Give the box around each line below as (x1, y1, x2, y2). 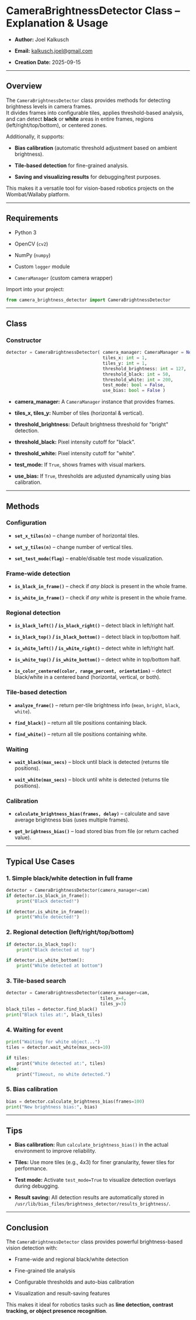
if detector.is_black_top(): (6, 942, 77, 947)
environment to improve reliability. (14, 1147, 96, 1155)
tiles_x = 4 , (100, 995, 127, 1001)
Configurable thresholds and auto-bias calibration (14, 1278, 135, 1285)
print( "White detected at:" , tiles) (16, 1060, 106, 1066)
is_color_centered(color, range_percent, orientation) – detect (14, 667, 171, 674)
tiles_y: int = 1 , (102, 360, 148, 366)
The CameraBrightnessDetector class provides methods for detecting (6, 97, 171, 104)
